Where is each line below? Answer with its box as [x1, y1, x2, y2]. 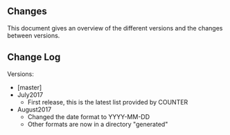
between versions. [7, 31, 60, 39]
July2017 [17, 90, 44, 99]
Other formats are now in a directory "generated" [27, 120, 168, 128]
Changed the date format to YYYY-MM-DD [27, 112, 150, 120]
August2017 [17, 105, 52, 114]
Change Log [7, 51, 61, 63]
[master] [17, 83, 42, 91]
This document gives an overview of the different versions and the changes [7, 24, 223, 32]
